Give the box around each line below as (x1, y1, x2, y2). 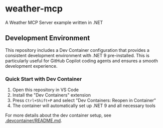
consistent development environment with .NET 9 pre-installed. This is (5, 52, 150, 58)
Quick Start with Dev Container (5, 75, 82, 82)
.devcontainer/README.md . (5, 118, 62, 124)
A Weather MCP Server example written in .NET (5, 19, 103, 25)
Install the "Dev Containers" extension (12, 92, 91, 98)
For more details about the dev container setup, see (5, 113, 112, 119)
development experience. (5, 63, 58, 69)
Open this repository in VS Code (12, 87, 79, 93)
